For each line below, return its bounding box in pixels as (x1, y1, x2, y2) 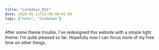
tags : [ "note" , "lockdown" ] (5, 16, 62, 21)
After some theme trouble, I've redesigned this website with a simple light (5, 30, 151, 35)
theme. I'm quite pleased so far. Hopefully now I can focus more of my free (5, 34, 155, 40)
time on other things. (5, 40, 47, 46)
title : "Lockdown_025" (5, 7, 51, 12)
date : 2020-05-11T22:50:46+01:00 (5, 12, 72, 17)
